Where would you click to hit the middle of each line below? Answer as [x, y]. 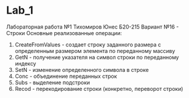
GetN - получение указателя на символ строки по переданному [97, 57]
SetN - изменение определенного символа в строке [82, 69]
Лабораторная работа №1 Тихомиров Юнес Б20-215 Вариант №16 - [93, 27]
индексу [25, 64]
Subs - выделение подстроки [52, 82]
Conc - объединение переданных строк [66, 76]
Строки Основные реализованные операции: [64, 33]
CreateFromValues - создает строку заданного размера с [88, 45]
